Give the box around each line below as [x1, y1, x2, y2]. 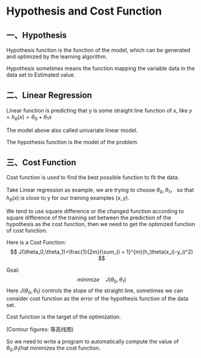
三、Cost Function [6, 157, 77, 168]
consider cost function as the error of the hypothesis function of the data [6, 295, 189, 302]
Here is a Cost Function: [6, 239, 67, 246]
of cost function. [6, 227, 48, 235]
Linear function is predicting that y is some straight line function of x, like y [6, 106, 193, 114]
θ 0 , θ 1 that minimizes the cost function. [6, 344, 101, 353]
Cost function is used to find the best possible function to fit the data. [6, 174, 180, 181]
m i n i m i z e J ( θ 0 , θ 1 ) [77, 276, 127, 284]
